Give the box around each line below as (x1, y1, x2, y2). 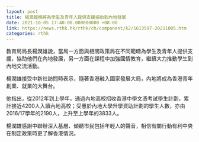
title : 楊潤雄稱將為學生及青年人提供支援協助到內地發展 (6, 14, 126, 20)
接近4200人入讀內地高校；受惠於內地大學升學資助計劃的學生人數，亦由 (11, 102, 185, 109)
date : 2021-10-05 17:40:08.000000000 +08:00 (6, 20, 118, 25)
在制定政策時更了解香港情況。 (6, 130, 79, 137)
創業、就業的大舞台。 (6, 82, 58, 89)
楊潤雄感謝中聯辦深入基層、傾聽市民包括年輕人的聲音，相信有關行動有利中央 (6, 122, 193, 130)
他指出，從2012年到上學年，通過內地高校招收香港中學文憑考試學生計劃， (6, 95, 184, 102)
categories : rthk (6, 31, 49, 37)
